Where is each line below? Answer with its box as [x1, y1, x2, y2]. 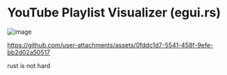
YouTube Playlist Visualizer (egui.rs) [7, 5, 221, 21]
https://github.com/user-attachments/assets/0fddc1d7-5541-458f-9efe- [7, 41, 214, 49]
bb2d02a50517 [7, 48, 51, 56]
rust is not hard [7, 61, 51, 69]
